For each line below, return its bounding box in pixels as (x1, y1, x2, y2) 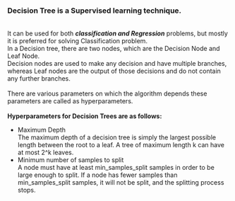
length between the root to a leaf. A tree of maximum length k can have (17, 141, 224, 149)
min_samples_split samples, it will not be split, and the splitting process (17, 178, 224, 187)
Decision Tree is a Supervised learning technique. (7, 6, 182, 16)
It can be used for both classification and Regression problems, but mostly (7, 29, 228, 38)
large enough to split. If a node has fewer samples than (17, 171, 178, 179)
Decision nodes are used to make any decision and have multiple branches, (7, 59, 227, 68)
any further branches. (7, 74, 71, 83)
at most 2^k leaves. (17, 148, 74, 157)
